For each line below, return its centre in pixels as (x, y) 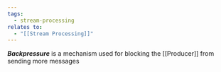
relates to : (25, 27)
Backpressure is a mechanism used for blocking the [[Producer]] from (111, 54)
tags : (15, 14)
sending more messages (43, 61)
